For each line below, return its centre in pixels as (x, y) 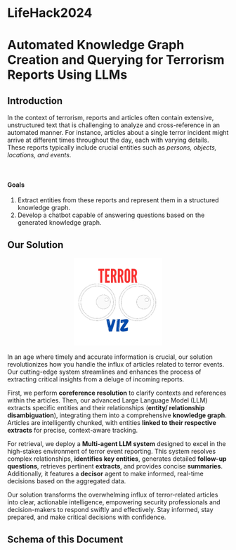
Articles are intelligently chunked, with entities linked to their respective (112, 423)
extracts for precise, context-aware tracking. (73, 431)
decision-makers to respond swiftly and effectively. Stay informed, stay (110, 510)
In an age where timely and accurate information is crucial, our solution (110, 357)
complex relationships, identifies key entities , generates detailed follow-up (117, 459)
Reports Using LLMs (67, 75)
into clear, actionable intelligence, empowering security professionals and (114, 502)
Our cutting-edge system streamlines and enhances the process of (104, 372)
